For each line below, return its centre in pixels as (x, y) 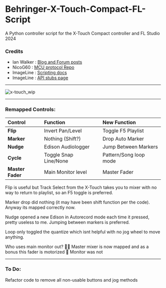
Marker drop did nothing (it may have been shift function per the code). (78, 202)
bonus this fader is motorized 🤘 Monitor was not (54, 252)
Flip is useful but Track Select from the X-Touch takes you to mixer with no (81, 187)
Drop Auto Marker (123, 138)
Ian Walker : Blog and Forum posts (47, 62)
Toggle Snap (59, 155)
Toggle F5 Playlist (123, 130)
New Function (119, 122)
